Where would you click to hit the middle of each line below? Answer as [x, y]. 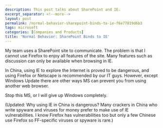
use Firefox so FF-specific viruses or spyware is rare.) [59, 120]
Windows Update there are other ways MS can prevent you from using [76, 80]
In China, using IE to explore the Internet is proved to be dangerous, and [77, 70]
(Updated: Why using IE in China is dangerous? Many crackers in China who [81, 105]
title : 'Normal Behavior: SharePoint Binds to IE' [57, 37]
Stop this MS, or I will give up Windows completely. [56, 95]
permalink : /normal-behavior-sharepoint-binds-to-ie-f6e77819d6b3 [74, 23]
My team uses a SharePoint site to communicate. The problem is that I [75, 50]
